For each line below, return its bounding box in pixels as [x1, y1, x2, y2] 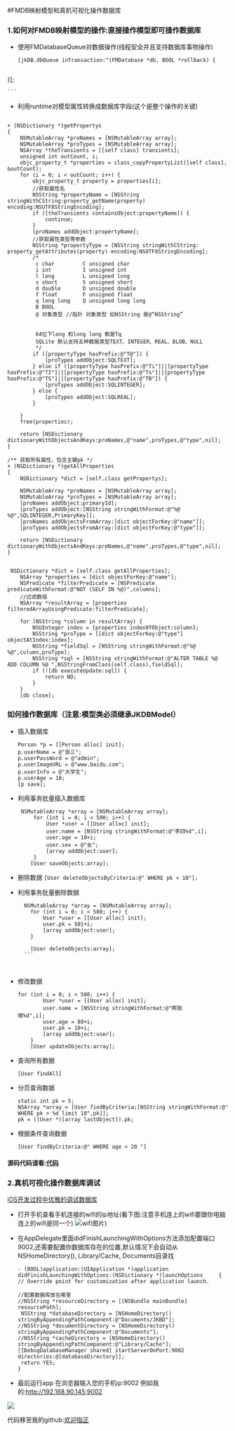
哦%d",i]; [17, 1012, 46, 1019]
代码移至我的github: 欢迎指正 [7, 1416, 89, 1424]
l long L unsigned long [35, 273, 130, 280]
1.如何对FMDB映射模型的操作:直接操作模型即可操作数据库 [7, 25, 201, 35]
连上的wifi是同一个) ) [17, 1219, 107, 1228]
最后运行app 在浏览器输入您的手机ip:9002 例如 [17, 1379, 153, 1387]
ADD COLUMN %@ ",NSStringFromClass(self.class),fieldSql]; [7, 661, 184, 669]
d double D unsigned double [35, 285, 137, 292]
